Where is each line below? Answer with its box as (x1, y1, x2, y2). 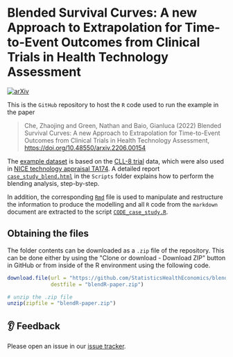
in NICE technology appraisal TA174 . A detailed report (7, 164, 160, 173)
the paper (7, 108, 35, 116)
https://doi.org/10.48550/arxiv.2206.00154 (24, 143, 146, 152)
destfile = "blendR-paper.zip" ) (51, 280, 144, 288)
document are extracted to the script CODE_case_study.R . (7, 207, 169, 216)
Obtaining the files (7, 228, 89, 239)
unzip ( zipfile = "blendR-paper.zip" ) (7, 300, 116, 307)
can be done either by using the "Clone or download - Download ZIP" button (7, 253, 226, 262)
